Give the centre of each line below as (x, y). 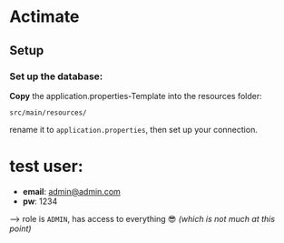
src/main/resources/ (49, 112)
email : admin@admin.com (71, 191)
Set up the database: (56, 76)
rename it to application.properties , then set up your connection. (134, 129)
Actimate (44, 17)
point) (20, 228)
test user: (46, 167)
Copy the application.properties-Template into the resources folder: (136, 96)
